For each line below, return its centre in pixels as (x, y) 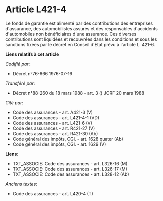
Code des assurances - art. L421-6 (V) (52, 123)
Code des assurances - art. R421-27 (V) (54, 128)
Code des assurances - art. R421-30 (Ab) (55, 133)
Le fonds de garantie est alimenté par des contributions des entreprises (79, 23)
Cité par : (14, 103)
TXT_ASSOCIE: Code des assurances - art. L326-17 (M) (70, 169)
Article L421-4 (36, 9)
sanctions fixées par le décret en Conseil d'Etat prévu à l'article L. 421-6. (80, 44)
